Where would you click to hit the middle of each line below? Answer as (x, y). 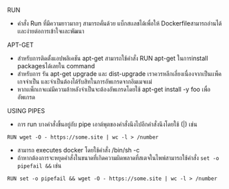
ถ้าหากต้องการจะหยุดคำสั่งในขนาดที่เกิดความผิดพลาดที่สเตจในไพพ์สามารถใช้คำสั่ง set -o (118, 158)
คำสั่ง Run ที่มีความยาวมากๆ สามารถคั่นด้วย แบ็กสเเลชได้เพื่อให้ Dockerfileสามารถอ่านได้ (119, 23)
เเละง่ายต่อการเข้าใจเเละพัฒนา (51, 31)
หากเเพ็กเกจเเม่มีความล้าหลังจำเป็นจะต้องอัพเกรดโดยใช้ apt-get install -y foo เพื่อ (114, 89)
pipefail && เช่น (39, 166)
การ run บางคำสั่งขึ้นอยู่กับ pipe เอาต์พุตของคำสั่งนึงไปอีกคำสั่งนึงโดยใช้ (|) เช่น (107, 124)
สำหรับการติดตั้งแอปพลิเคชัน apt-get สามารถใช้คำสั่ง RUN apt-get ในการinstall (112, 58)
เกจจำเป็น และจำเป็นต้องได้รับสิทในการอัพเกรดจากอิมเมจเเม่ (84, 81)
